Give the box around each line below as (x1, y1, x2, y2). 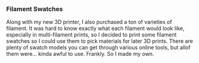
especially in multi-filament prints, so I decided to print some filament (6, 31, 177, 38)
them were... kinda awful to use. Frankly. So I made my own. (6, 50, 154, 58)
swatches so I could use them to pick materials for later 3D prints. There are (6, 38, 193, 45)
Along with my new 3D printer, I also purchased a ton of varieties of (6, 19, 172, 26)
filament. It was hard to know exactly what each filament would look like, (6, 25, 185, 32)
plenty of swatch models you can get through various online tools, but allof (6, 44, 191, 51)
